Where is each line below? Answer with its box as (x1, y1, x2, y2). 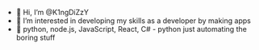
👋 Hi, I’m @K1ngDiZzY (15, 8, 90, 17)
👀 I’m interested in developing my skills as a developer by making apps (15, 16, 252, 25)
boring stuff (15, 33, 56, 42)
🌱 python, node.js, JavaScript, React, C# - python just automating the (15, 25, 248, 33)
